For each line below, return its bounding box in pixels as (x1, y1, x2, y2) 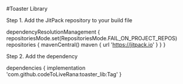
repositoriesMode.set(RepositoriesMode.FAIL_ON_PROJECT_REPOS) (6, 35, 178, 41)
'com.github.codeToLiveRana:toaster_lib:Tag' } (6, 71, 122, 77)
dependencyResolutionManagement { (6, 28, 101, 35)
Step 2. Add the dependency (6, 53, 78, 59)
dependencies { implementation (6, 64, 86, 71)
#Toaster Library (6, 5, 48, 12)
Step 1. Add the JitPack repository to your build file (6, 17, 133, 23)
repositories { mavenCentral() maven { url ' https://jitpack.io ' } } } (6, 41, 166, 48)
